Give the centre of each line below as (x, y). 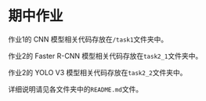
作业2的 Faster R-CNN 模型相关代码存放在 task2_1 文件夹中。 (105, 56)
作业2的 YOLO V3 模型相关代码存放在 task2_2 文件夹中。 (98, 72)
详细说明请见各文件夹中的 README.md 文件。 (76, 89)
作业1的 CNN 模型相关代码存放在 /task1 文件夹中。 (88, 39)
